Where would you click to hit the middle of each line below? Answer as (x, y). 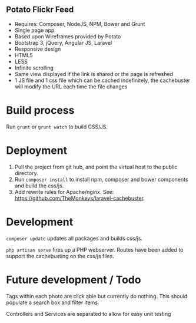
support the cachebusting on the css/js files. (60, 256)
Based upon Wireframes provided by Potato (68, 36)
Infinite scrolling (34, 68)
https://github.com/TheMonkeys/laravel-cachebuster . (80, 198)
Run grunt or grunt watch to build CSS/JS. (57, 127)
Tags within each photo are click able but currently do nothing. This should (97, 296)
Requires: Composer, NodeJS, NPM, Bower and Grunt (80, 24)
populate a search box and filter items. (53, 302)
